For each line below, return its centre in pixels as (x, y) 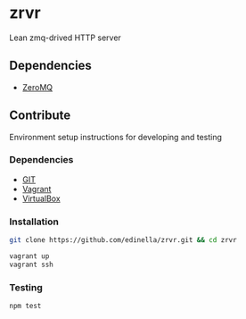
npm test (25, 306)
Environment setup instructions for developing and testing (116, 137)
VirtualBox (41, 198)
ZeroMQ (37, 87)
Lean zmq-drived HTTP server (66, 38)
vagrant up (29, 256)
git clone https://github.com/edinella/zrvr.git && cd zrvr (123, 240)
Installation (34, 222)
